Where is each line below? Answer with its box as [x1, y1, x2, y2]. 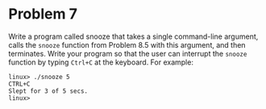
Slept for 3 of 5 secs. [8, 86, 89, 95]
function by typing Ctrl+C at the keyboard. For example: [8, 57, 193, 67]
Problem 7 [8, 5, 78, 23]
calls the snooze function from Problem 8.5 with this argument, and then [8, 40, 246, 49]
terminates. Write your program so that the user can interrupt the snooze [8, 48, 247, 58]
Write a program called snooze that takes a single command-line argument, [8, 31, 259, 41]
